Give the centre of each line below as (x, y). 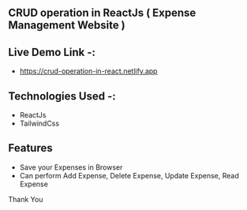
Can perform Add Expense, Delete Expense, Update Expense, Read (129, 175)
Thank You (26, 199)
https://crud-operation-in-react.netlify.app (88, 71)
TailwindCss (39, 124)
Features (30, 148)
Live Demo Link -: (52, 52)
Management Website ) (67, 26)
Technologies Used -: (62, 96)
